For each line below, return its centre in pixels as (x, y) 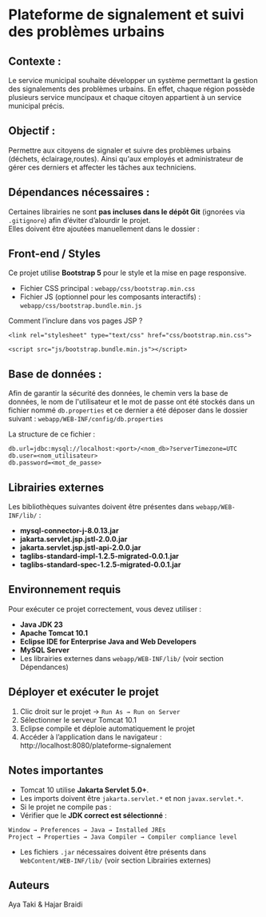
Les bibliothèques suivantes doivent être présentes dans (101, 507)
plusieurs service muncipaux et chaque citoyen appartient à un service (125, 97)
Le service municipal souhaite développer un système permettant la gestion (133, 80)
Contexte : (35, 61)
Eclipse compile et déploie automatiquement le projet (107, 728)
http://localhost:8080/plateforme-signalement (95, 745)
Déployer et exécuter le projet (84, 692)
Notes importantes (56, 770)
